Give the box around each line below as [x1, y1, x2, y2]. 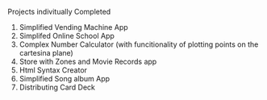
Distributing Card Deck [19, 82, 96, 92]
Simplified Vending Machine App [19, 23, 128, 31]
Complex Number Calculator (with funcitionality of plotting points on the [19, 40, 259, 49]
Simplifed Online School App [19, 31, 115, 40]
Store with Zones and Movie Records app [19, 56, 157, 66]
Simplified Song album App [19, 74, 111, 83]
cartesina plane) [19, 48, 73, 57]
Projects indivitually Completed [7, 7, 111, 16]
